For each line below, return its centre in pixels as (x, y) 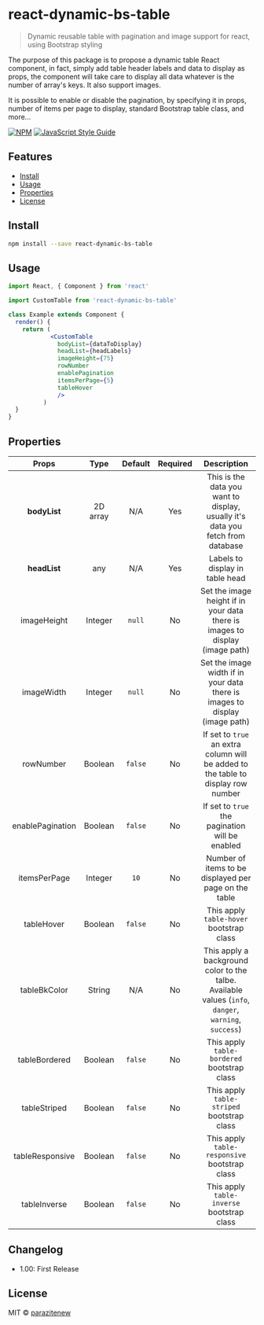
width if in (226, 672)
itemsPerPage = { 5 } (86, 380)
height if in (226, 601)
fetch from (226, 536)
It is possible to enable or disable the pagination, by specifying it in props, (128, 100)
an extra (226, 744)
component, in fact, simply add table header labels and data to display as (126, 68)
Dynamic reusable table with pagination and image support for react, (138, 36)
